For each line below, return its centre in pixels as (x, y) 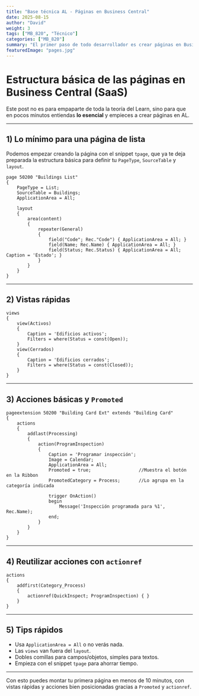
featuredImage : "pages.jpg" (41, 50)
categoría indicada (30, 486)
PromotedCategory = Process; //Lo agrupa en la (116, 481)
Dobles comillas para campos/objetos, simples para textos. (87, 657)
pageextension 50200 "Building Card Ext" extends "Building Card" (90, 413)
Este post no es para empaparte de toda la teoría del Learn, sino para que (96, 109)
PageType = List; (38, 188)
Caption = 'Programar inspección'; (92, 455)
